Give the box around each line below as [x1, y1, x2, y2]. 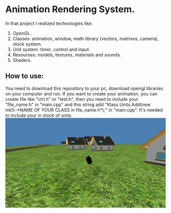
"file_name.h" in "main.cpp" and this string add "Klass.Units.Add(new [5, 101, 151, 108]
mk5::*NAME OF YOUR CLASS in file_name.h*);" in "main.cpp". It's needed [5, 106, 163, 113]
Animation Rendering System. [5, 4, 135, 15]
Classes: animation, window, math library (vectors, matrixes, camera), [12, 35, 159, 42]
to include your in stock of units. [5, 112, 73, 118]
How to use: [5, 72, 44, 81]
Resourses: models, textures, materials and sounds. [12, 52, 121, 58]
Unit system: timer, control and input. [12, 46, 91, 52]
